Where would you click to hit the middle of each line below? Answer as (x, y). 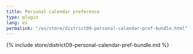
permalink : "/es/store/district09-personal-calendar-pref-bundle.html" (97, 28)
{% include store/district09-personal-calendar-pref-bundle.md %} (88, 45)
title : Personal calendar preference (53, 12)
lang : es (17, 23)
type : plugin (22, 17)
